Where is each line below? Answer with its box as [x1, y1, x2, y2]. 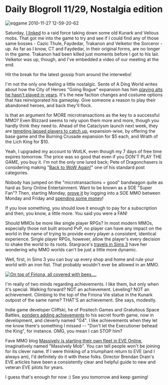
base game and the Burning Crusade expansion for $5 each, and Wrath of [5, 133, 158, 139]
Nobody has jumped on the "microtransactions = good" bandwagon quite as [5, 179, 163, 185]
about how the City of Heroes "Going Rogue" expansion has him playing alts [5, 86, 163, 92]
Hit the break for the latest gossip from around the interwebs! [5, 71, 132, 77]
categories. [5, 169, 29, 176]
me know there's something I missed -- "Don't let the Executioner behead [5, 322, 158, 328]
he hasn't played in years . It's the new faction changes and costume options [5, 92, 163, 98]
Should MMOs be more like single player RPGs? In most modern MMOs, [5, 220, 153, 226]
